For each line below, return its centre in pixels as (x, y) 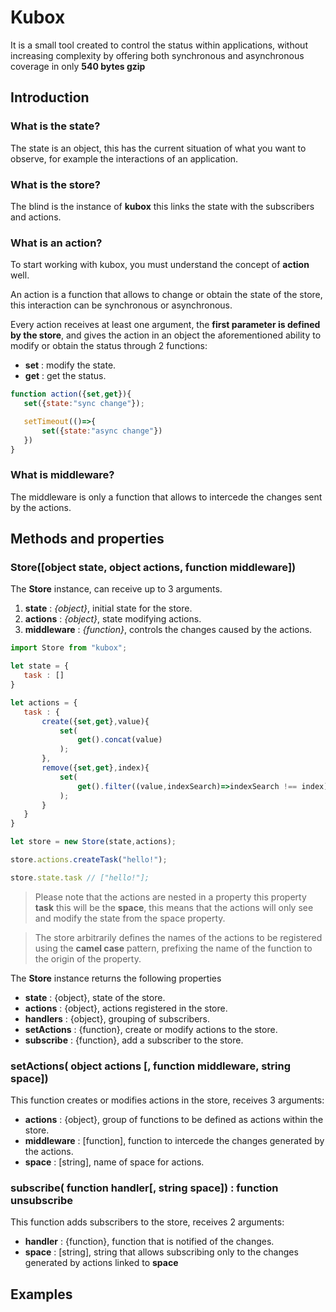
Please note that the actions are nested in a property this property (170, 897)
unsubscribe (42, 1201)
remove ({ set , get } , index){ (95, 768)
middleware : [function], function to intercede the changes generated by (174, 1141)
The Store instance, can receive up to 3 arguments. (116, 589)
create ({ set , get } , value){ (95, 721)
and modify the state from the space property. (130, 918)
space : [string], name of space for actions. (114, 1162)
